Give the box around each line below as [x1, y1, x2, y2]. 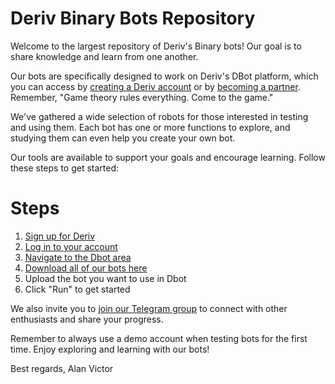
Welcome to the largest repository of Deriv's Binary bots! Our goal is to [10, 40, 302, 52]
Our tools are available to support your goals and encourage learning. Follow [10, 151, 326, 163]
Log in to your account [24, 240, 118, 252]
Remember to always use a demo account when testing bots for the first [10, 332, 308, 344]
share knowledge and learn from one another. [10, 50, 199, 62]
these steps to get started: [10, 162, 120, 174]
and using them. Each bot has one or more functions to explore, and [10, 121, 291, 133]
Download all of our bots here [24, 262, 148, 274]
